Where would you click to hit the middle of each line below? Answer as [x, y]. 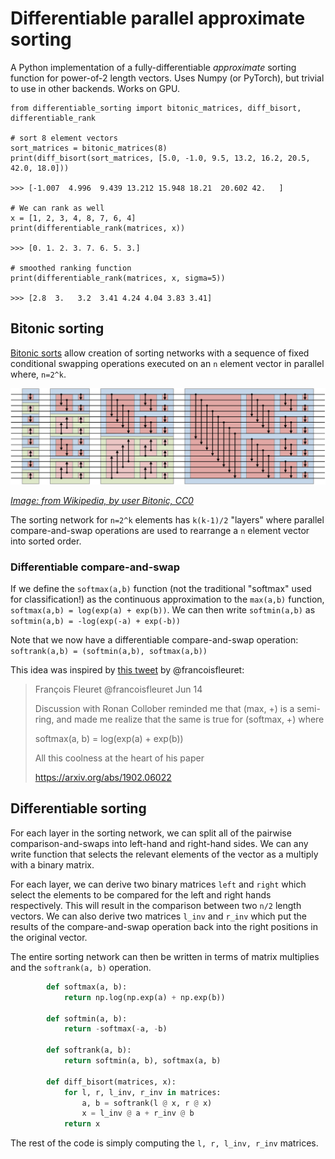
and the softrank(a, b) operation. [81, 967]
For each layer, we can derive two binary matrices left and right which [158, 884]
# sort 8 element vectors [64, 138]
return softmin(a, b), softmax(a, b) [142, 1061]
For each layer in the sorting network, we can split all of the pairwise [151, 833]
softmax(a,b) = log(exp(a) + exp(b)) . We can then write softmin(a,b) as [163, 610]
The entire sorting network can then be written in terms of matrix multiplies [165, 956]
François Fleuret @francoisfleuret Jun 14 [118, 689]
